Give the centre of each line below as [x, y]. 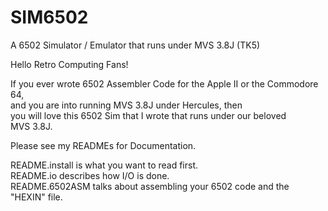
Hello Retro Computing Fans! [69, 64]
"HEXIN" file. [36, 197]
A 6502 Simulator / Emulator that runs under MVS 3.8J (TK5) [135, 45]
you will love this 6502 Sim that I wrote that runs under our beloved [148, 115]
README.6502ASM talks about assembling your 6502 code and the [150, 186]
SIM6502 [49, 17]
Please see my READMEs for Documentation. [103, 145]
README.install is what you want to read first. [104, 165]
